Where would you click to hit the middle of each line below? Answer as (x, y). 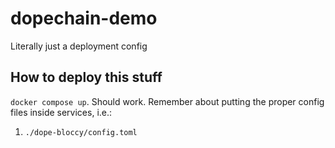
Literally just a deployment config (79, 46)
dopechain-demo (84, 18)
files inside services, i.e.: (61, 112)
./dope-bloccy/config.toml (81, 132)
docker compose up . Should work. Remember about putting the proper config (167, 101)
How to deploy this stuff (86, 77)
